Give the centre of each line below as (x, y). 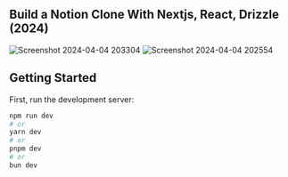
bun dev (24, 165)
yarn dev (25, 133)
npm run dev (31, 116)
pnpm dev (25, 149)
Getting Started (53, 78)
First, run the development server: (72, 99)
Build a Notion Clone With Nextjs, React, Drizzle (144, 15)
